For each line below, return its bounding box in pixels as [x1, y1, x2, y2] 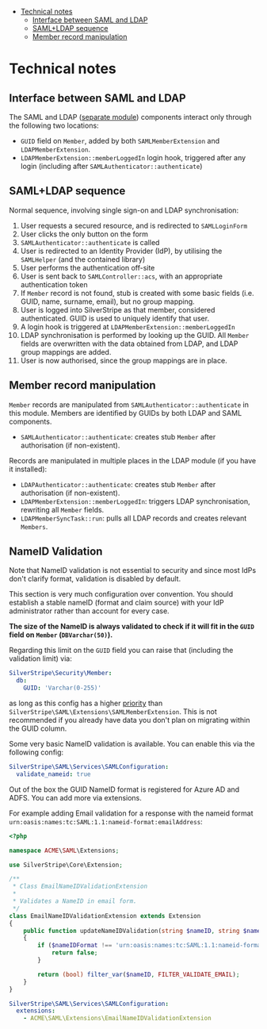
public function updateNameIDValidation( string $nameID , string [23, 927, 240, 935]
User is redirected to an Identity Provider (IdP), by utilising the [20, 246, 223, 255]
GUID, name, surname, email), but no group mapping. [20, 297, 195, 306]
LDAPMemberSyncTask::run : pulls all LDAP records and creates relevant [20, 513, 247, 523]
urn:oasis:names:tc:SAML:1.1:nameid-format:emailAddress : [9, 816, 203, 826]
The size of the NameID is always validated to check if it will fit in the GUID [9, 622, 254, 632]
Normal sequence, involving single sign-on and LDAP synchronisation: [9, 205, 239, 215]
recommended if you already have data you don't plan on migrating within [9, 716, 250, 725]
